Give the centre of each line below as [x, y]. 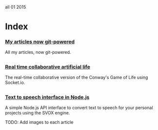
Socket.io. [15, 82]
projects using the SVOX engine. [37, 113]
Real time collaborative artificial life [48, 66]
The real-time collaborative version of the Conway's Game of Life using [77, 78]
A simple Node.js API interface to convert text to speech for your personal [79, 108]
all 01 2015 [16, 7]
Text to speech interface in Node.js [47, 97]
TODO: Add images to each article [39, 122]
